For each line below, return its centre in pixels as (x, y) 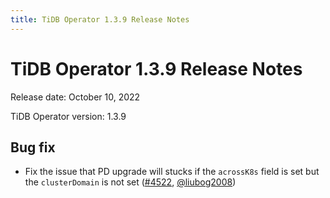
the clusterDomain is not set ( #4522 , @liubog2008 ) (130, 182)
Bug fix (33, 147)
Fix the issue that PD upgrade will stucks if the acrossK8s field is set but (172, 172)
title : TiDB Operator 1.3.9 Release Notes (100, 19)
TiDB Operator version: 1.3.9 (68, 116)
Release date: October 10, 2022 (75, 97)
